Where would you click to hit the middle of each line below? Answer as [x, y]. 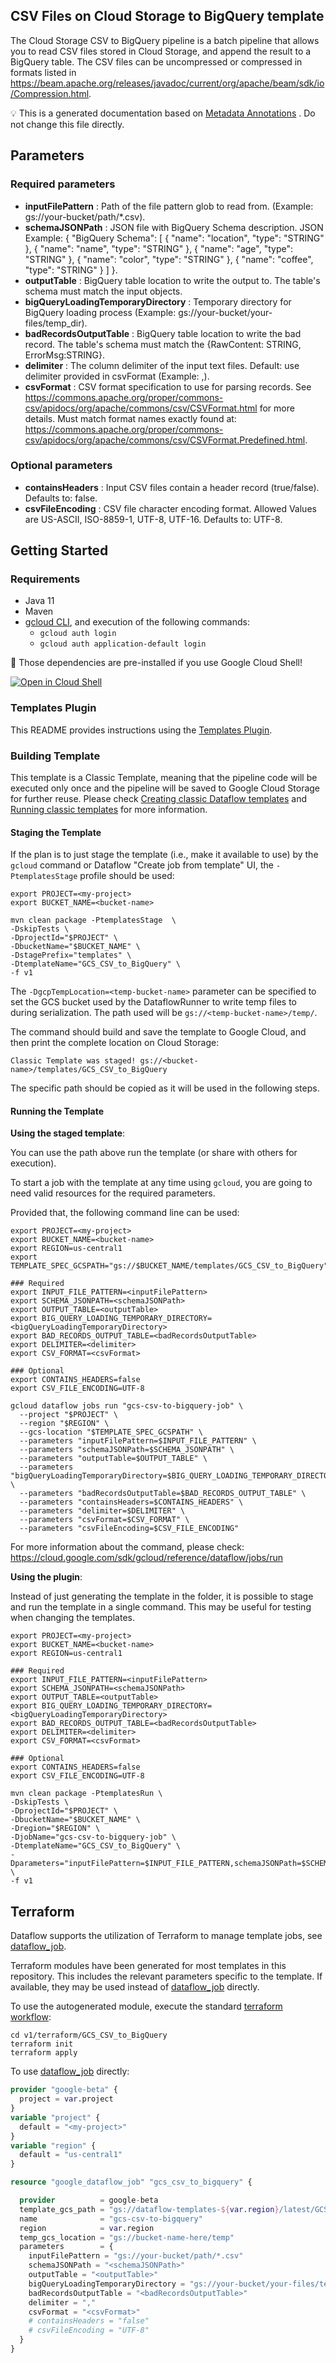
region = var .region [87, 2228]
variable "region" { [53, 2145]
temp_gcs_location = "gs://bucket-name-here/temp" [127, 2237]
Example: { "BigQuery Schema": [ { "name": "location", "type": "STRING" [174, 238]
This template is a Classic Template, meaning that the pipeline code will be [164, 778]
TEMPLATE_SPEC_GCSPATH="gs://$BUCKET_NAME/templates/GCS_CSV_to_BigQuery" [169, 1266]
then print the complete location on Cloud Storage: [115, 1043]
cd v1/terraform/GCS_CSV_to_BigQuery [89, 2035]
